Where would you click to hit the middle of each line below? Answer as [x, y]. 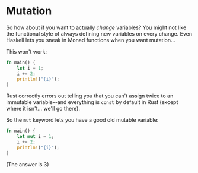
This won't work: [27, 51]
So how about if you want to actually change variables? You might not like [96, 27]
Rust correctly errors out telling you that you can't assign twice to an [90, 96]
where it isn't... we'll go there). [43, 109]
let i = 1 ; [30, 68]
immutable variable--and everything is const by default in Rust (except [92, 102]
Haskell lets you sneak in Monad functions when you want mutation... [91, 40]
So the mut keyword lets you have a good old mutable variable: [82, 120]
